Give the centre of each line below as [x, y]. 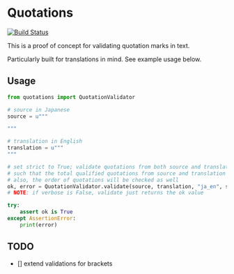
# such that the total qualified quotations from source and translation [117, 173]
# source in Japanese [39, 109]
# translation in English [45, 142]
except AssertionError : [42, 218]
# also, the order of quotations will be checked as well [93, 180]
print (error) [39, 224]
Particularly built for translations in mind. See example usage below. [104, 59]
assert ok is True [46, 212]
